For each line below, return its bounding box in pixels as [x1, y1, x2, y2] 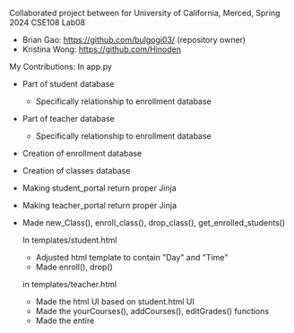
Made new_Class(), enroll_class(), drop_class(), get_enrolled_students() [22, 218, 286, 227]
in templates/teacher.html [22, 279, 117, 289]
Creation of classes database [22, 166, 131, 175]
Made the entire [35, 315, 95, 326]
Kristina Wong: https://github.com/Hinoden [22, 44, 182, 55]
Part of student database [22, 79, 115, 89]
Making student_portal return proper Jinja [22, 183, 177, 193]
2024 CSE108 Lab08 [9, 17, 86, 28]
